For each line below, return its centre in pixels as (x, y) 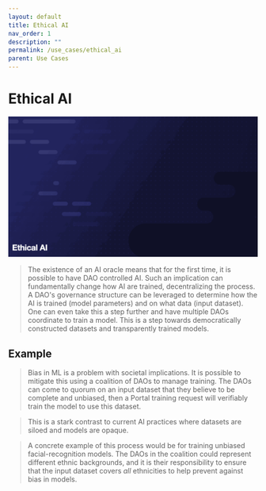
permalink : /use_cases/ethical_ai (65, 50)
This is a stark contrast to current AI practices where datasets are (135, 422)
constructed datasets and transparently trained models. (118, 328)
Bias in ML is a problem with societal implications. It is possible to (134, 373)
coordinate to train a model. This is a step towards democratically (134, 320)
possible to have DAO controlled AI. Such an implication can (125, 278)
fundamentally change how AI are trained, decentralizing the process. (141, 286)
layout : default (35, 17)
